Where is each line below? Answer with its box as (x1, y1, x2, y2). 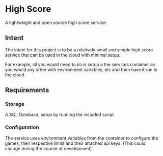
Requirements (5, 86, 49, 94)
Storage (5, 101, 25, 108)
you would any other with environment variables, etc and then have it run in (5, 67, 158, 72)
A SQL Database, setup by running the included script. (5, 111, 115, 118)
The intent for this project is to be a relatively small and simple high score (5, 46, 153, 52)
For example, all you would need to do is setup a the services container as (5, 61, 156, 67)
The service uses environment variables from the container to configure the (5, 135, 159, 141)
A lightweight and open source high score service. (5, 20, 107, 25)
